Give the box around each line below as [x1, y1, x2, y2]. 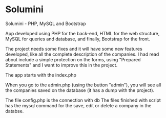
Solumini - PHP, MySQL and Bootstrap [5, 20, 86, 27]
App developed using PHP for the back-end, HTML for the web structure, [5, 30, 160, 36]
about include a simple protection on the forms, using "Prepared [5, 56, 141, 62]
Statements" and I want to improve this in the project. [5, 62, 118, 68]
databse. [5, 108, 24, 114]
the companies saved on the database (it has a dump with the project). [5, 87, 155, 93]
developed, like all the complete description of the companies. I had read [5, 51, 159, 57]
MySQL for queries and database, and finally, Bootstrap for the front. [5, 36, 150, 42]
